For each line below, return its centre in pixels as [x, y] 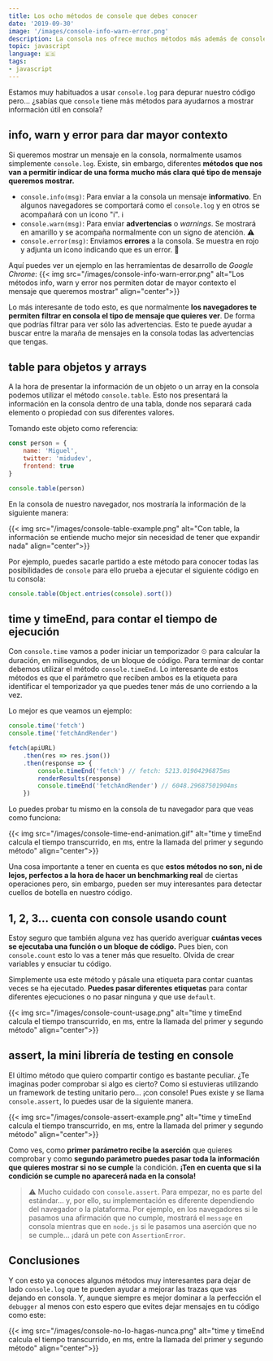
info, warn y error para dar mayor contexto [118, 135]
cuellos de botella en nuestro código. [70, 893]
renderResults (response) [80, 779]
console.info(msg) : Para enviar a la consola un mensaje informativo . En [141, 196]
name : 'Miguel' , [51, 451]
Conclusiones [44, 1260]
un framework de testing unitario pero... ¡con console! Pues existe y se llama [136, 1092]
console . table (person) [47, 488]
